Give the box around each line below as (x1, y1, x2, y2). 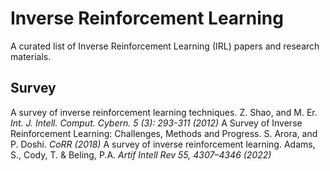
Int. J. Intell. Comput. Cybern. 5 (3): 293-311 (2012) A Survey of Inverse (10, 117, 303, 129)
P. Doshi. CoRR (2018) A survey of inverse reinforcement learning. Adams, (10, 138, 316, 150)
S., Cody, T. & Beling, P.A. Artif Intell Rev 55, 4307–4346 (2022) (10, 148, 272, 161)
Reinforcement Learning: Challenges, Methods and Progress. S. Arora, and (10, 127, 318, 139)
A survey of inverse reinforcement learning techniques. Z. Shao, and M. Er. (10, 106, 318, 118)
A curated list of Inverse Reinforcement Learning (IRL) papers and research (10, 40, 320, 52)
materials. (10, 50, 52, 62)
